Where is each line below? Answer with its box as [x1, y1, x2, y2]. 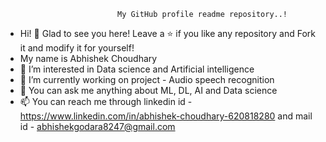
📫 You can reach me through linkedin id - [19, 96, 193, 107]
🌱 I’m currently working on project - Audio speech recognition [19, 74, 275, 85]
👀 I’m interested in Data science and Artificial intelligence [19, 63, 255, 75]
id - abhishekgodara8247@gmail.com [19, 121, 176, 132]
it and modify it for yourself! [19, 42, 135, 54]
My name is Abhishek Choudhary [19, 53, 158, 64]
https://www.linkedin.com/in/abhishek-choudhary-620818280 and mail [19, 110, 313, 122]
